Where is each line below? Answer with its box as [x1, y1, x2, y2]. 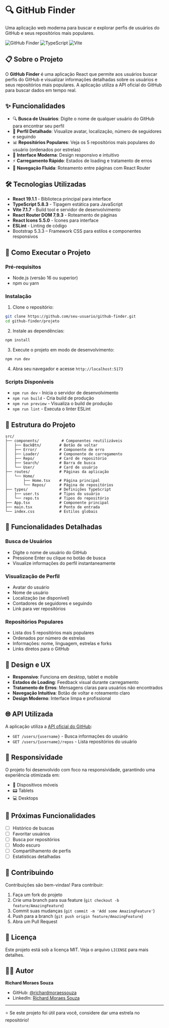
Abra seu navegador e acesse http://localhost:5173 [12, 365, 123, 372]
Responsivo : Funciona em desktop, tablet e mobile [12, 674, 118, 680]
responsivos [12, 233, 38, 239]
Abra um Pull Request [12, 918, 58, 924]
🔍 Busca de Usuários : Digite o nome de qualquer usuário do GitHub [12, 115, 155, 122]
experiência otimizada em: [5, 772, 60, 778]
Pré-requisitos [5, 263, 41, 270]
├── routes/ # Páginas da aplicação [5, 469, 109, 474]
